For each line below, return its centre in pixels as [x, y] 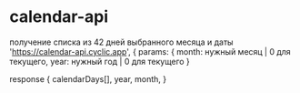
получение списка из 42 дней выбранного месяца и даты [121, 42]
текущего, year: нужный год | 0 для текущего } [100, 61]
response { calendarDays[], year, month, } [88, 78]
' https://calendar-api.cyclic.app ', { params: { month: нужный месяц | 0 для [150, 51]
